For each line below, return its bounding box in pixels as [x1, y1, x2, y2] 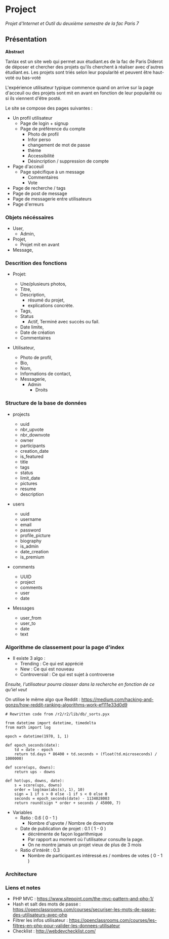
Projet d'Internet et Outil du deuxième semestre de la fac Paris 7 [5, 20, 139, 26]
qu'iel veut [5, 686, 27, 692]
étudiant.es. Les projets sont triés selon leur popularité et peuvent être [5, 69, 152, 75]
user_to [20, 620, 36, 626]
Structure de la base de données [5, 399, 87, 407]
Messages [12, 605, 34, 611]
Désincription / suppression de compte [27, 158, 109, 164]
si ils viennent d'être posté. [5, 95, 62, 101]
